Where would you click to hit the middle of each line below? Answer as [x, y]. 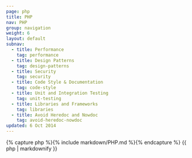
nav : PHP [17, 22]
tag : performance [38, 55]
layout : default [26, 39]
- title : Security [34, 71]
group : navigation [28, 28]
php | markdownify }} [32, 149]
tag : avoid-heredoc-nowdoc [49, 121]
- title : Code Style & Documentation [57, 83]
